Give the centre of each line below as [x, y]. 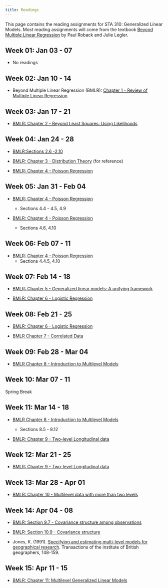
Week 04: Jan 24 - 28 [39, 139]
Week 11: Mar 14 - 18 [37, 407]
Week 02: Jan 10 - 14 [38, 78]
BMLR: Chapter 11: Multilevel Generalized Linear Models [70, 580]
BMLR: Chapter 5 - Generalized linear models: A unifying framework [82, 289]
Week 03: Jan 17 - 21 [38, 112]
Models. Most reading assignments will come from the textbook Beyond [79, 29]
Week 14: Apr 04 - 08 [39, 510]
